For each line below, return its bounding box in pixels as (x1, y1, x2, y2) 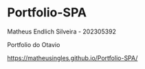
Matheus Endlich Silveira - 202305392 (7, 27, 117, 36)
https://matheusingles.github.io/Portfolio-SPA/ (7, 53, 138, 62)
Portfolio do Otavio (7, 40, 60, 49)
